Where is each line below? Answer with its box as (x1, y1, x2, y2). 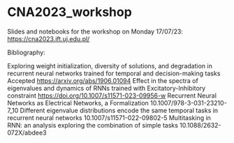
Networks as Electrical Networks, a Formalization (7, 98, 149, 107)
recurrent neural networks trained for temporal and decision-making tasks (7, 69, 221, 77)
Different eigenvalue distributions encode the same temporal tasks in (20, 106, 219, 114)
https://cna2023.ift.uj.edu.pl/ (7, 34, 90, 43)
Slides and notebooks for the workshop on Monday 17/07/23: (7, 27, 184, 36)
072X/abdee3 (7, 128, 47, 137)
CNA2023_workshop (7, 4, 133, 20)
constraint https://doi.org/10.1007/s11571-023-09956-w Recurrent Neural (7, 91, 217, 100)
